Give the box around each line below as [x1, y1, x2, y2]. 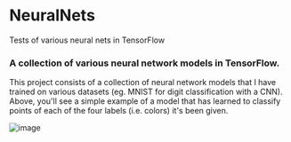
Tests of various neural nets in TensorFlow [9, 35, 166, 45]
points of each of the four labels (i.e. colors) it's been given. [9, 106, 229, 116]
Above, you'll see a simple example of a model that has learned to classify [9, 96, 281, 106]
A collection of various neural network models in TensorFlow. [9, 57, 280, 69]
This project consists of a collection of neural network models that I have [9, 77, 277, 88]
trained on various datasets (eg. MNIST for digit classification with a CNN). [9, 86, 283, 98]
